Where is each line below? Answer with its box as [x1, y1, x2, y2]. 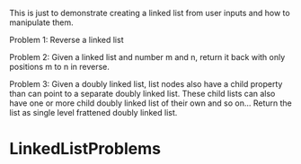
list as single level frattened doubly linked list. [9, 108, 178, 117]
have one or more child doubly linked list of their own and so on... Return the [9, 98, 292, 108]
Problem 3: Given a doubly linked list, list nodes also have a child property [9, 79, 283, 89]
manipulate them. [9, 17, 74, 28]
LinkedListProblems [9, 139, 162, 160]
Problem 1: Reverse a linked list [9, 35, 124, 45]
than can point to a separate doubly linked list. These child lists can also [9, 89, 276, 99]
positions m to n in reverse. [9, 62, 111, 72]
